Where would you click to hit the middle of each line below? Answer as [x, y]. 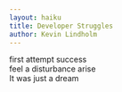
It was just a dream [44, 79]
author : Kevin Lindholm [53, 34]
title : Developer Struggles [61, 26]
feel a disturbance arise [53, 69]
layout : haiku [36, 17]
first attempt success [48, 60]
